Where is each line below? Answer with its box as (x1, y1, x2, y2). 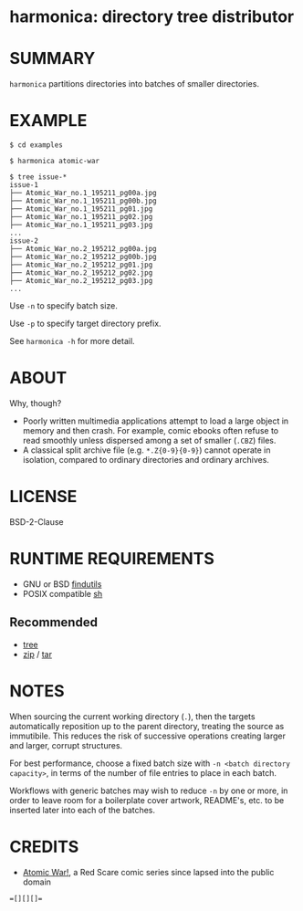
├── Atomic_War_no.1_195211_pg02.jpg (9, 213, 153, 222)
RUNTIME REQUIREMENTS (9, 549, 214, 570)
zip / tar (22, 648, 53, 659)
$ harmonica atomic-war (9, 157, 100, 166)
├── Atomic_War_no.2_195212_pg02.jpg (9, 268, 153, 277)
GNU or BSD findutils (22, 578, 102, 590)
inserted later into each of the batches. (9, 804, 156, 815)
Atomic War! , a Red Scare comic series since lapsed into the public (22, 866, 275, 877)
